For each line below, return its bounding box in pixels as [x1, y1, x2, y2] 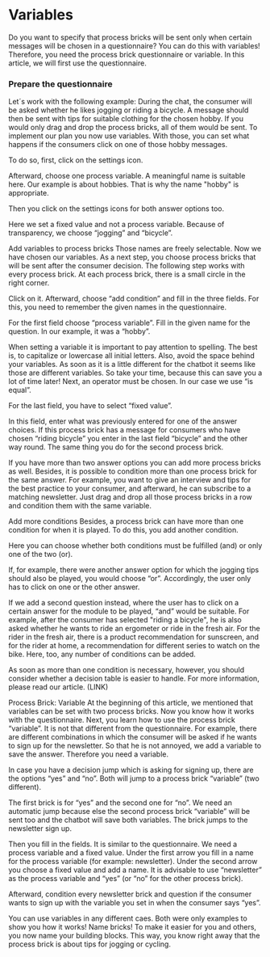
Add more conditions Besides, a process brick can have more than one [8, 516, 244, 526]
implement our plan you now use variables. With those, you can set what [8, 131, 250, 141]
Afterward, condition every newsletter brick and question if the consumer [8, 889, 252, 899]
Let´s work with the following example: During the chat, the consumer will [8, 97, 252, 107]
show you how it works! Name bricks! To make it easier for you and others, [8, 922, 256, 932]
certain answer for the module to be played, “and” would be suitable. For [8, 606, 250, 616]
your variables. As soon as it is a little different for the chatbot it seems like [8, 360, 256, 369]
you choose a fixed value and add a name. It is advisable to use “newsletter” [8, 865, 262, 875]
